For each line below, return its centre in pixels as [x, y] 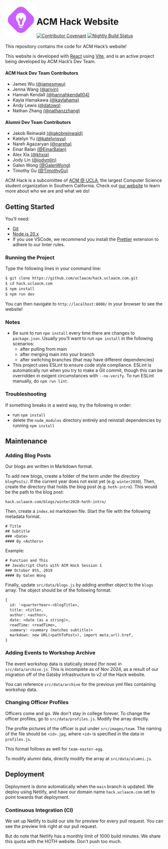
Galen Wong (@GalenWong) [41, 165]
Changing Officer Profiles [37, 702]
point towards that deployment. [38, 797]
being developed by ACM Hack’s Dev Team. [51, 61]
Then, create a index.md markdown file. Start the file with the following [78, 511]
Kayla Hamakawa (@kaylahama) [46, 100]
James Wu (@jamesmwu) [39, 84]
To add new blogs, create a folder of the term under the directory [72, 476]
